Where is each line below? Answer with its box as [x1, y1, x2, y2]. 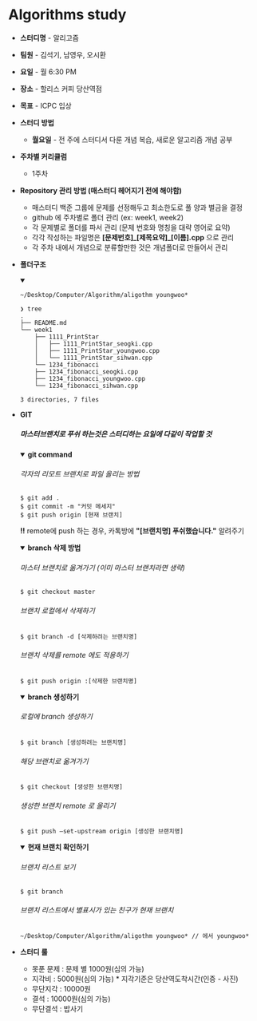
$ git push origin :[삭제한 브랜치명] [19, 677, 137, 685]
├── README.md [19, 319, 67, 326]
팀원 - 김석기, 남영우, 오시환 [19, 49, 106, 59]
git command [27, 449, 73, 459]
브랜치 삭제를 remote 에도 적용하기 [19, 651, 129, 660]
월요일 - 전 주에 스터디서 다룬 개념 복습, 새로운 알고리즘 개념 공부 [31, 134, 233, 144]
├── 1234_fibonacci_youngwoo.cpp [34, 374, 146, 382]
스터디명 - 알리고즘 [19, 33, 80, 42]
